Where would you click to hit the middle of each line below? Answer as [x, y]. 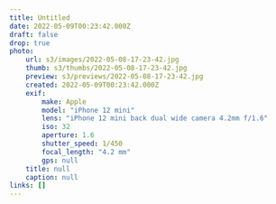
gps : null [60, 160]
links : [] [28, 186]
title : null [48, 169]
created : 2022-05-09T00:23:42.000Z [92, 85]
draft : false [34, 34]
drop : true [30, 43]
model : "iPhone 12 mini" [88, 110]
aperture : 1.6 [68, 135]
